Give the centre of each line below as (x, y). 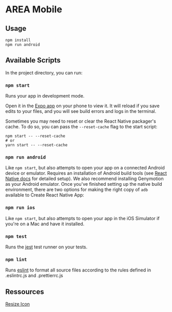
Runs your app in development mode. (45, 96)
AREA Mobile (34, 9)
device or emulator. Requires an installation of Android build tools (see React (86, 173)
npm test (16, 236)
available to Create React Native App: (45, 195)
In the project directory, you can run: (44, 72)
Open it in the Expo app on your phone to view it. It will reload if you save (83, 106)
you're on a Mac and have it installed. (45, 224)
